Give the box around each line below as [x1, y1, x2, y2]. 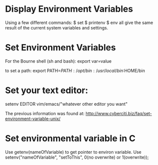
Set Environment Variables [5, 42, 116, 53]
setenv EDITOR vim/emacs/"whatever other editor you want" [5, 101, 128, 107]
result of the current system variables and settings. [5, 24, 108, 30]
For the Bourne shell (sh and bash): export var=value [5, 58, 112, 64]
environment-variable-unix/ [5, 116, 61, 121]
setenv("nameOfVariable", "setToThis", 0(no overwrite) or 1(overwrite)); [5, 154, 149, 160]
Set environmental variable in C [5, 133, 136, 144]
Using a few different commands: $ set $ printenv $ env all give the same [5, 20, 154, 25]
